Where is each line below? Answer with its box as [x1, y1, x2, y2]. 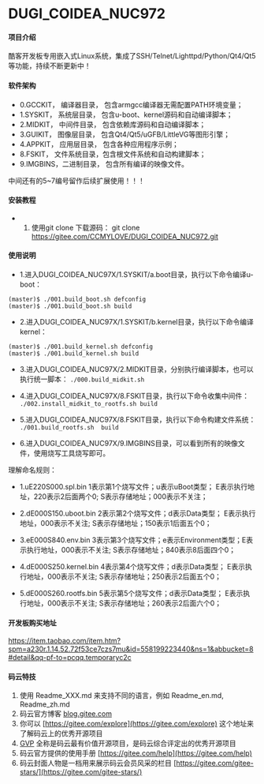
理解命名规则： [8, 465, 57, 475]
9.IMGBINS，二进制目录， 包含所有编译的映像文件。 [19, 159, 189, 168]
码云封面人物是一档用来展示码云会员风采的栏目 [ [19, 759, 177, 768]
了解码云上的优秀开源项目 [19, 729, 103, 738]
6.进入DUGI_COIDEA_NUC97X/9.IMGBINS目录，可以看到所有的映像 [19, 439, 239, 448]
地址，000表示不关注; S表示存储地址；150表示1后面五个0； [19, 519, 212, 527]
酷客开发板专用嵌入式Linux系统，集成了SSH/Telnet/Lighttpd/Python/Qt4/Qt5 [8, 51, 256, 61]
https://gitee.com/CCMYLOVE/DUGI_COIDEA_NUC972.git [31, 231, 219, 241]
